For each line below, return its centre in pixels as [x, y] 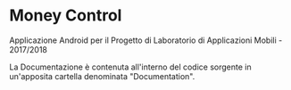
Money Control [66, 16]
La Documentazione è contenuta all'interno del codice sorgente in [130, 67]
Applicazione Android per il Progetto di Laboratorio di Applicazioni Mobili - [146, 40]
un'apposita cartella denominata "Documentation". [102, 76]
